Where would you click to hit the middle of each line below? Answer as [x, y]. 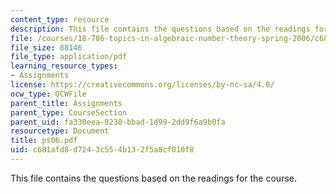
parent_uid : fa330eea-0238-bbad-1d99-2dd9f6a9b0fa [118, 122]
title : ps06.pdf [44, 141]
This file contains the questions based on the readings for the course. [153, 178]
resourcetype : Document [60, 131]
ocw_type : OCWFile [48, 94]
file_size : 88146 [46, 47]
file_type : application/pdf [69, 57]
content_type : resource [60, 19]
